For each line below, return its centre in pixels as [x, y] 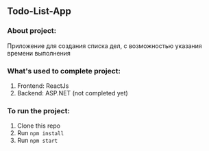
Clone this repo [38, 126]
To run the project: [39, 111]
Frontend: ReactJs [43, 86]
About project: [32, 31]
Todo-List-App [39, 11]
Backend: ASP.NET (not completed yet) [72, 93]
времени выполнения [39, 53]
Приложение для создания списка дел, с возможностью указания [104, 46]
